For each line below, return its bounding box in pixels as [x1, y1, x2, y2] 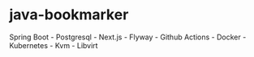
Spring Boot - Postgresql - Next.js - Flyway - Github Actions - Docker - [9, 32, 247, 42]
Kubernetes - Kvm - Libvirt [9, 40, 98, 50]
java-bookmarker [9, 6, 129, 24]
